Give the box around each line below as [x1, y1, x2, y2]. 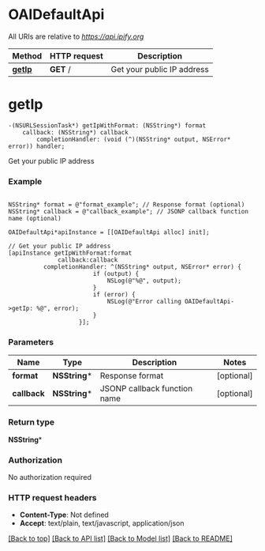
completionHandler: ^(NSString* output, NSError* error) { [43, 263, 242, 271]
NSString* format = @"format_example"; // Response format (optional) [8, 201, 245, 209]
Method [12, 50, 43, 61]
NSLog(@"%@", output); [106, 277, 181, 285]
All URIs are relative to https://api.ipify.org [8, 32, 144, 41]
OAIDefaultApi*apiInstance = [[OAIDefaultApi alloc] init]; [8, 228, 211, 236]
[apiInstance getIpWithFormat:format [8, 249, 132, 258]
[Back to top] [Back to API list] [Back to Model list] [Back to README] [8, 534, 233, 543]
